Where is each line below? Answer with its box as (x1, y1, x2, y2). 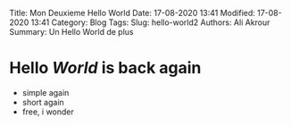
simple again (21, 87, 70, 97)
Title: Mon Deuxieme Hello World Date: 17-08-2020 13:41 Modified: (9, 8, 256, 18)
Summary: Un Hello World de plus (9, 27, 134, 37)
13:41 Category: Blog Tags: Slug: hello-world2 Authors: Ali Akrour (30, 17, 270, 28)
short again (21, 97, 64, 107)
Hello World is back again (9, 58, 202, 79)
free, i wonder (21, 106, 74, 117)
